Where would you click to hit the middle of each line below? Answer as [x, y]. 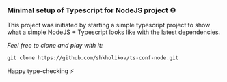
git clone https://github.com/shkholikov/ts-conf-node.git [93, 58]
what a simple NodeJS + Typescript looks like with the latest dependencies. [114, 32]
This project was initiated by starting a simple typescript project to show [109, 25]
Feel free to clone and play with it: [55, 46]
